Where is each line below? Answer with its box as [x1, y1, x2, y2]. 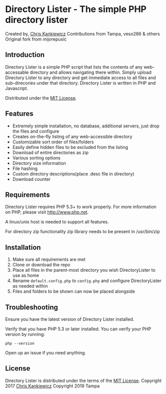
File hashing [12, 165, 37, 171]
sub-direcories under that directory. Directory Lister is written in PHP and [5, 80, 156, 86]
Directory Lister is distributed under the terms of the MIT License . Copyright [5, 377, 162, 383]
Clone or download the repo [12, 262, 70, 268]
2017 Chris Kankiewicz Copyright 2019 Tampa [5, 382, 100, 389]
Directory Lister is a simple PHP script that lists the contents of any [5, 64, 143, 70]
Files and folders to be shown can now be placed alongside [12, 288, 135, 294]
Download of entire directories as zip [12, 149, 89, 155]
